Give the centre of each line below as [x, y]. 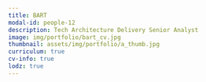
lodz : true [26, 66]
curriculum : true [37, 52]
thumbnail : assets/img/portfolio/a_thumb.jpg [84, 45]
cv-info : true [31, 59]
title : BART [28, 15]
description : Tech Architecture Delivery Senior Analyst [103, 30]
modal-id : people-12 [42, 23]
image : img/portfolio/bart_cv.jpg [65, 37]
